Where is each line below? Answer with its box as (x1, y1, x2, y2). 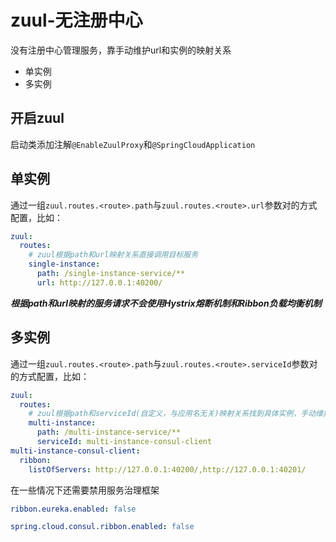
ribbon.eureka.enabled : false (10, 504, 137, 514)
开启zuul (10, 110, 65, 127)
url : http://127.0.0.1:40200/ (36, 277, 163, 288)
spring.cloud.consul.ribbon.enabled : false (10, 522, 195, 532)
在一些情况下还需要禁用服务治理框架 (10, 484, 160, 496)
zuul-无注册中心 (10, 9, 143, 32)
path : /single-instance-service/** (36, 269, 186, 279)
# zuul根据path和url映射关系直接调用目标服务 (28, 250, 199, 260)
